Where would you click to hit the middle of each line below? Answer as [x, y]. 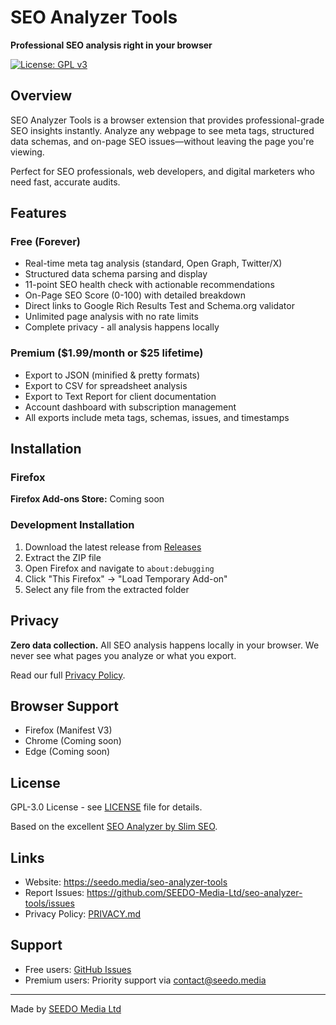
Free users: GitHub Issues [78, 969]
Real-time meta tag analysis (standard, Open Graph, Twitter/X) [153, 263]
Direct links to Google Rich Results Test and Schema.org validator [159, 306]
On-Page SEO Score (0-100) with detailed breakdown [135, 295]
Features [38, 213]
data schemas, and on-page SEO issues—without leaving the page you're [162, 141]
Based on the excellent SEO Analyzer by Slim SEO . [114, 827]
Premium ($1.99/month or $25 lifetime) [107, 353]
